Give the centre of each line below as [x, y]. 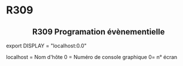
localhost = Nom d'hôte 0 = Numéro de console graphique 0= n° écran [92, 57]
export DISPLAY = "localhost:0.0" [46, 46]
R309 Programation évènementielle [99, 32]
